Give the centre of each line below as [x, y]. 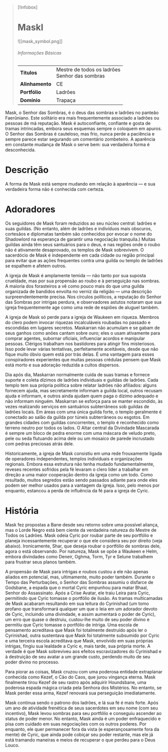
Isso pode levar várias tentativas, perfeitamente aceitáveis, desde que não [82, 349]
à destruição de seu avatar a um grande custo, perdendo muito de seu [78, 656]
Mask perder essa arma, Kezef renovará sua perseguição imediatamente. [81, 693]
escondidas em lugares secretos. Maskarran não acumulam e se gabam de [82, 328]
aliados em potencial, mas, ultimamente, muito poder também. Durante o [80, 577]
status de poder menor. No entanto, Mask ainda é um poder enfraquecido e [83, 718]
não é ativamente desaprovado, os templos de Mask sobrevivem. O [74, 250]
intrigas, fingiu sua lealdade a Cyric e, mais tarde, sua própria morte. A [78, 646]
